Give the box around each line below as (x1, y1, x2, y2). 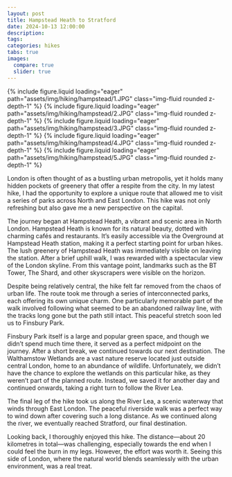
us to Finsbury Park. (7, 318, 64, 327)
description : (7, 29, 45, 37)
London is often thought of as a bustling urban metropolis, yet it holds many (7, 174, 224, 182)
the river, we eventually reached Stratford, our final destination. (7, 419, 188, 427)
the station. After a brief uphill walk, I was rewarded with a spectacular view (7, 253, 224, 262)
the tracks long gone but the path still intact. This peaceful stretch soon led (7, 311, 222, 319)
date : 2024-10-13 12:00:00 (7, 23, 85, 30)
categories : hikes (7, 42, 60, 49)
